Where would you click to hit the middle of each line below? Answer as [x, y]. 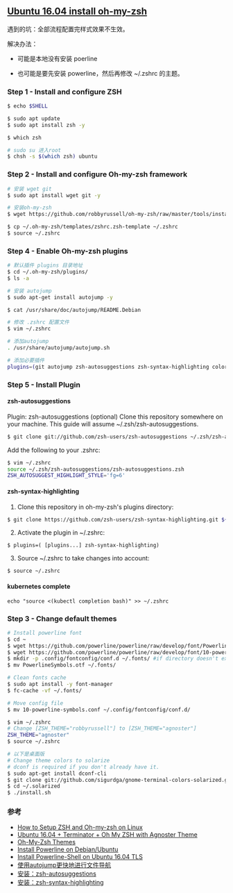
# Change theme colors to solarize [59, 760]
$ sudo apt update [34, 118]
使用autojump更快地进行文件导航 [64, 865]
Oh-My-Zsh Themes [46, 842]
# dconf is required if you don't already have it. [83, 767]
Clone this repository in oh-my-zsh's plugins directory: [95, 507]
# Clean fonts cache [37, 678]
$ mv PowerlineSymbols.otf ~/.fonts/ [62, 665]
